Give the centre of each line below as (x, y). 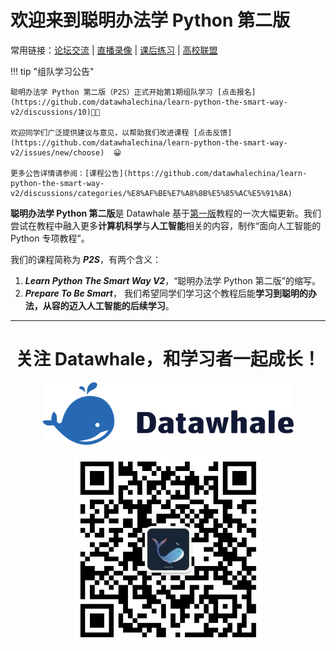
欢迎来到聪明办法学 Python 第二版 (150, 20)
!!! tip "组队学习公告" (52, 71)
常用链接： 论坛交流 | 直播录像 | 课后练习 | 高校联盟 (114, 50)
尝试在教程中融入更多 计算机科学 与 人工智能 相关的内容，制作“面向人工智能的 (166, 225)
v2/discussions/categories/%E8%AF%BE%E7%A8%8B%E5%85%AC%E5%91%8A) (151, 193)
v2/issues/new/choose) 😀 (66, 152)
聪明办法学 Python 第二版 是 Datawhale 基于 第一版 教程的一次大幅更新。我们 (166, 213)
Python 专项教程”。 (50, 238)
